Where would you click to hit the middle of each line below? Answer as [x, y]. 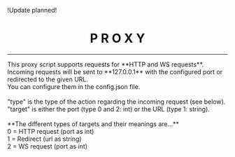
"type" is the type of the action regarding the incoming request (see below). [116, 102]
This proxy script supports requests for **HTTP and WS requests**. [106, 64]
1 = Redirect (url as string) [44, 139]
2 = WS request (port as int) [48, 146]
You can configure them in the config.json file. [74, 86]
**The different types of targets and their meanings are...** [93, 124]
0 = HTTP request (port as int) [51, 131]
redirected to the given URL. [48, 79]
